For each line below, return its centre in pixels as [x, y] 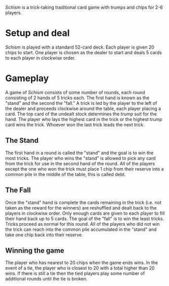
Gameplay [27, 78]
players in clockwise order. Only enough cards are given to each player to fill [85, 213]
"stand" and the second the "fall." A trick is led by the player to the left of [81, 103]
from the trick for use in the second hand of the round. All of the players [80, 164]
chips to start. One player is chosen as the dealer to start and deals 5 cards [83, 52]
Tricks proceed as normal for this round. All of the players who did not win [82, 224]
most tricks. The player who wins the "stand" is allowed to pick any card [80, 158]
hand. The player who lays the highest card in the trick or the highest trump [84, 119]
